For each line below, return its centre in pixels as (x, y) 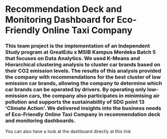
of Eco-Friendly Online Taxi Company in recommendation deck (83, 115)
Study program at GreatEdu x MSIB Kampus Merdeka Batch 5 (81, 52)
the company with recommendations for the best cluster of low (83, 77)
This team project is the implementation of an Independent (78, 46)
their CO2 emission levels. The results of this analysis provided (83, 71)
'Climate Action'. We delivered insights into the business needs (83, 108)
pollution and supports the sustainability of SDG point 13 (75, 102)
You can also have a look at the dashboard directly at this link (68, 132)
